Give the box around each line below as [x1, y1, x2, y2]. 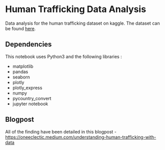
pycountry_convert [12, 95, 52, 101]
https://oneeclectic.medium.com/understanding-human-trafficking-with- [5, 134, 156, 140]
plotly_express [12, 85, 43, 91]
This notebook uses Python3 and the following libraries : [5, 53, 122, 59]
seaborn [12, 74, 30, 80]
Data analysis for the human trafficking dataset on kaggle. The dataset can [5, 20, 160, 26]
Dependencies [5, 40, 52, 49]
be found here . [5, 25, 36, 31]
